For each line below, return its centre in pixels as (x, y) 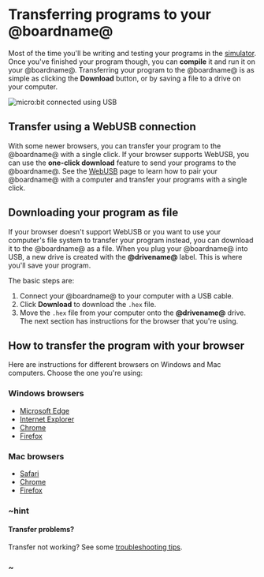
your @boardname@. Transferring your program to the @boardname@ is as (131, 69)
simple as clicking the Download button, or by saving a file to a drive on (125, 78)
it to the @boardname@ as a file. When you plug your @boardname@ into (128, 248)
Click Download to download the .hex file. (88, 304)
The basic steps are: (41, 280)
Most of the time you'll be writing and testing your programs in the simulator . (132, 53)
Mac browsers (36, 456)
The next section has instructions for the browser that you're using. (129, 320)
